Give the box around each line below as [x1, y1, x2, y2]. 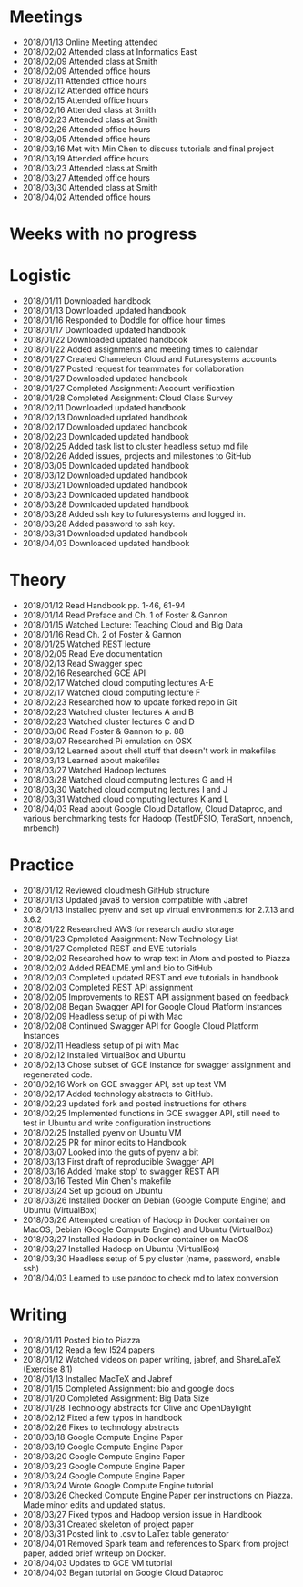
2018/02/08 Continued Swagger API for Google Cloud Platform [22, 1020, 259, 1032]
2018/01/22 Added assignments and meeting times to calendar [22, 344, 258, 355]
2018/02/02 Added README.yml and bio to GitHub [22, 962, 213, 973]
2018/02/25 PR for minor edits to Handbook [22, 1136, 187, 1147]
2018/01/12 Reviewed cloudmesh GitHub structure [22, 885, 210, 896]
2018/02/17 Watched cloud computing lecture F [22, 687, 201, 698]
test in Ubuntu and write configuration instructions [22, 1117, 212, 1128]
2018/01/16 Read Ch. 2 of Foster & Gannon [22, 629, 182, 639]
